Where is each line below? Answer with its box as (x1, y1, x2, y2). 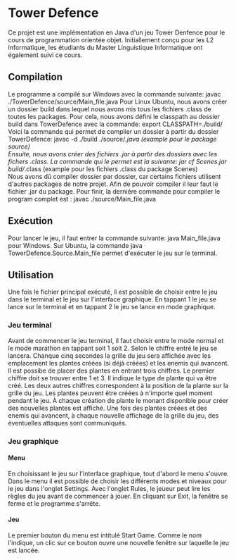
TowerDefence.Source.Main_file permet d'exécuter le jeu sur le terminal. (8, 249, 218, 257)
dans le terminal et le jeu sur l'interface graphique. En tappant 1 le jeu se (8, 295, 217, 304)
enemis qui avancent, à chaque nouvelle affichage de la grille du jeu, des (8, 411, 219, 420)
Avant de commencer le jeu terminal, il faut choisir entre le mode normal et (8, 336, 224, 344)
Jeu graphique (8, 436, 59, 446)
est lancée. (8, 546, 40, 554)
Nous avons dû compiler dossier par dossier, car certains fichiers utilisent (8, 172, 221, 180)
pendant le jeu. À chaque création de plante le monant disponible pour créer (8, 396, 229, 404)
